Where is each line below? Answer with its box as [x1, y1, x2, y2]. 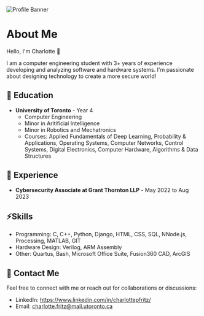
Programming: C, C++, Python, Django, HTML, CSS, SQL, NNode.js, [15, 231, 187, 238]
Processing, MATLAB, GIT [15, 237, 81, 245]
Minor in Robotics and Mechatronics [24, 126, 117, 133]
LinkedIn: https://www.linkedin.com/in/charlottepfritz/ [15, 296, 152, 304]
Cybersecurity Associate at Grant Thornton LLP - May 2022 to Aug [15, 186, 189, 193]
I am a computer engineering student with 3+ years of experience [6, 59, 173, 67]
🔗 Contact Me [6, 268, 60, 279]
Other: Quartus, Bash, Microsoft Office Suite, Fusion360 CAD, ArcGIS [15, 250, 190, 258]
